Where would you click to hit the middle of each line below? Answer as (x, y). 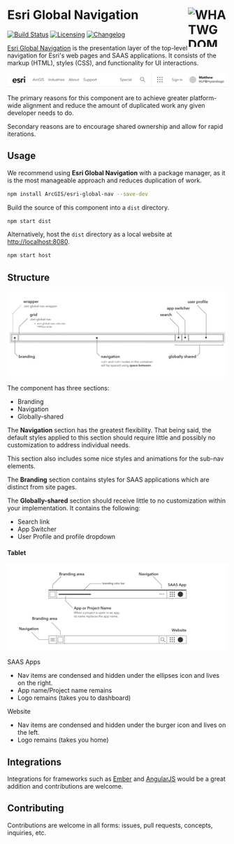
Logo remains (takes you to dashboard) (74, 698)
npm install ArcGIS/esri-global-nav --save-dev (78, 194)
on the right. (35, 683)
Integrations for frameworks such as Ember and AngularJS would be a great (116, 779)
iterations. (22, 134)
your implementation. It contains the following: (74, 508)
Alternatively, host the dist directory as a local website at (90, 234)
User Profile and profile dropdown (66, 537)
